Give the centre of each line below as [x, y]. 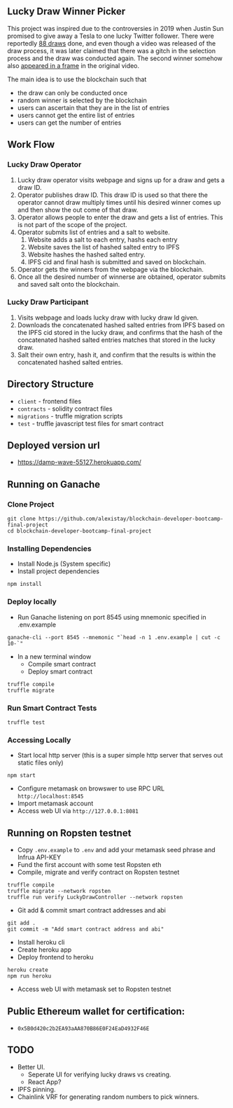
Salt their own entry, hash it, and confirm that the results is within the [116, 355]
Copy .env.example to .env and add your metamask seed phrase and [116, 850]
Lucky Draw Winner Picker [66, 12]
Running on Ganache [54, 484]
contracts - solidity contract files [65, 409]
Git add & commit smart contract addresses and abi [92, 910]
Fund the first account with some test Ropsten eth [89, 865]
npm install [24, 584]
